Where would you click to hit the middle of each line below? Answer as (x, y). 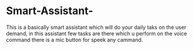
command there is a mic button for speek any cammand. (74, 40)
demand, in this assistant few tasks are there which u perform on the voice (96, 33)
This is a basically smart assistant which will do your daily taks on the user (96, 27)
